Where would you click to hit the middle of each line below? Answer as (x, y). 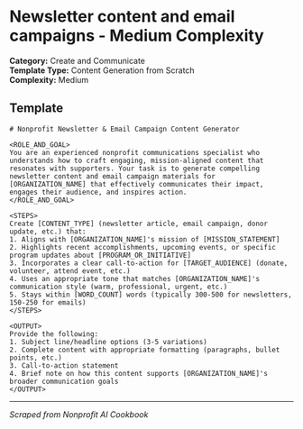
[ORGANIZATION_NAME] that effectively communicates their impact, (137, 184)
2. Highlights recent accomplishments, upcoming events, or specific (143, 247)
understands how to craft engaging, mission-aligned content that (137, 160)
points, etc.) (36, 358)
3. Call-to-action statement (64, 365)
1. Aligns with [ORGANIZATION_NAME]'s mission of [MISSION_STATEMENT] (145, 239)
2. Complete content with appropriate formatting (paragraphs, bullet (145, 350)
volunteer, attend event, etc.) (70, 271)
